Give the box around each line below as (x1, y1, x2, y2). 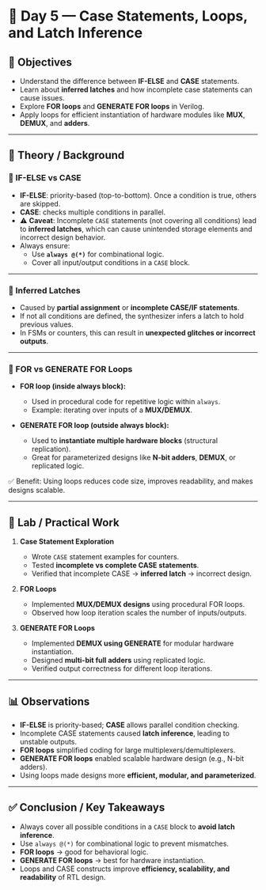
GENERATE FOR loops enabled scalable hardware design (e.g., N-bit (19, 753, 245, 763)
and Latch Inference (8, 24, 143, 42)
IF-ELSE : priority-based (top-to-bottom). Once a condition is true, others (19, 190, 257, 200)
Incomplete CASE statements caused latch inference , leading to (19, 728, 230, 738)
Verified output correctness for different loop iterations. (31, 664, 212, 673)
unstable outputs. (19, 737, 78, 746)
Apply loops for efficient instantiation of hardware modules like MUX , (19, 110, 245, 119)
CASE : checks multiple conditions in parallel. (19, 207, 166, 217)
